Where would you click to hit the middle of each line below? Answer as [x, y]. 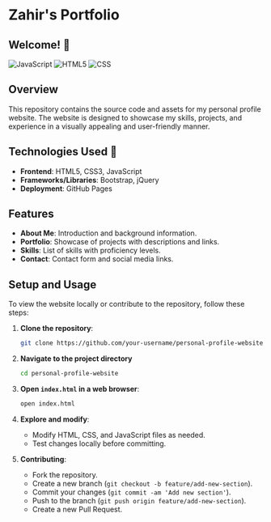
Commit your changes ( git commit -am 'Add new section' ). [131, 492]
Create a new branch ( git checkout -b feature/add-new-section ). [142, 483]
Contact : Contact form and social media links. [97, 259]
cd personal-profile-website [69, 374]
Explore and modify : [55, 419]
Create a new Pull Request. [77, 509]
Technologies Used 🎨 [63, 152]
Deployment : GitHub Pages [66, 189]
